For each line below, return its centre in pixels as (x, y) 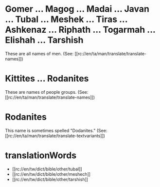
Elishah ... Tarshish (44, 40)
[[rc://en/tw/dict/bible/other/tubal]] (47, 169)
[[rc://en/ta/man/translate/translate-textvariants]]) (55, 136)
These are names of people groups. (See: (47, 92)
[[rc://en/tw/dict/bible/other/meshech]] (51, 174)
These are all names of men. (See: (39, 53)
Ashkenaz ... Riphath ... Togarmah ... (80, 30)
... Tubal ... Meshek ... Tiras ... (66, 19)
